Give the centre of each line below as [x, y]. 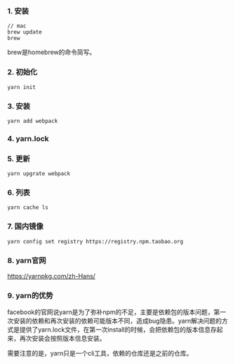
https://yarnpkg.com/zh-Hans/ [52, 276]
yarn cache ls [28, 208]
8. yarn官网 [27, 260]
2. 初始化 [22, 72]
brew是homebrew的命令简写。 [52, 52]
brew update [25, 32]
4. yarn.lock [28, 138]
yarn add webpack [33, 121]
